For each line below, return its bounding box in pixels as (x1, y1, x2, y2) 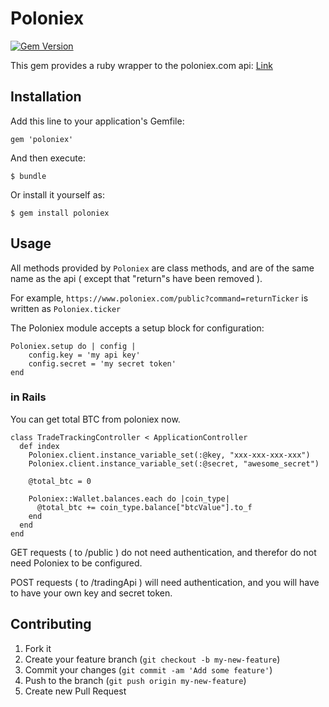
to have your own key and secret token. (10, 587, 173, 599)
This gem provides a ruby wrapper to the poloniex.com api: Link (10, 59, 273, 71)
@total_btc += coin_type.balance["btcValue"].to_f (36, 502, 253, 512)
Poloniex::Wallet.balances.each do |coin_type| (28, 493, 230, 504)
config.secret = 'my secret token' (28, 358, 177, 369)
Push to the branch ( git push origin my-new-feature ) (24, 674, 247, 686)
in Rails (10, 390, 47, 404)
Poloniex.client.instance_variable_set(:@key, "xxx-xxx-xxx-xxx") (28, 450, 311, 460)
